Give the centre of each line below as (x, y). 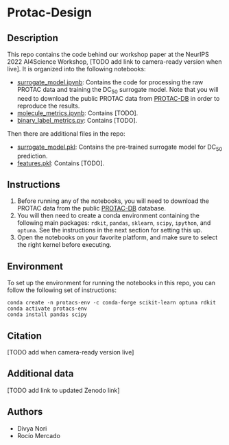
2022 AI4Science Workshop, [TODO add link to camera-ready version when (114, 62)
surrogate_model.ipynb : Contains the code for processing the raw (110, 82)
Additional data (40, 374)
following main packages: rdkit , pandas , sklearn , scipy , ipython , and (114, 223)
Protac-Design (50, 13)
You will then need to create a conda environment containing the (108, 216)
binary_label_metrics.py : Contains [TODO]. (77, 120)
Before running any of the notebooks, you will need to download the (113, 201)
